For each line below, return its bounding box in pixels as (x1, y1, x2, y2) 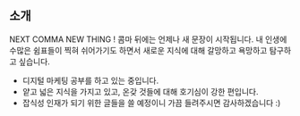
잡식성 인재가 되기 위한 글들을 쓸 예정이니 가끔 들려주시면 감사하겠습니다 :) (21, 97, 281, 108)
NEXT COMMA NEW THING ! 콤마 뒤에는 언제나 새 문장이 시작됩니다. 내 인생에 (9, 34, 287, 45)
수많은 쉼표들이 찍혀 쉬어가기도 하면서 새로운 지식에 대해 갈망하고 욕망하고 (9, 45, 268, 55)
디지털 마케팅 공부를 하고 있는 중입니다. (21, 75, 159, 86)
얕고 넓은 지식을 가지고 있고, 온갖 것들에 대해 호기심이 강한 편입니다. (21, 86, 259, 96)
